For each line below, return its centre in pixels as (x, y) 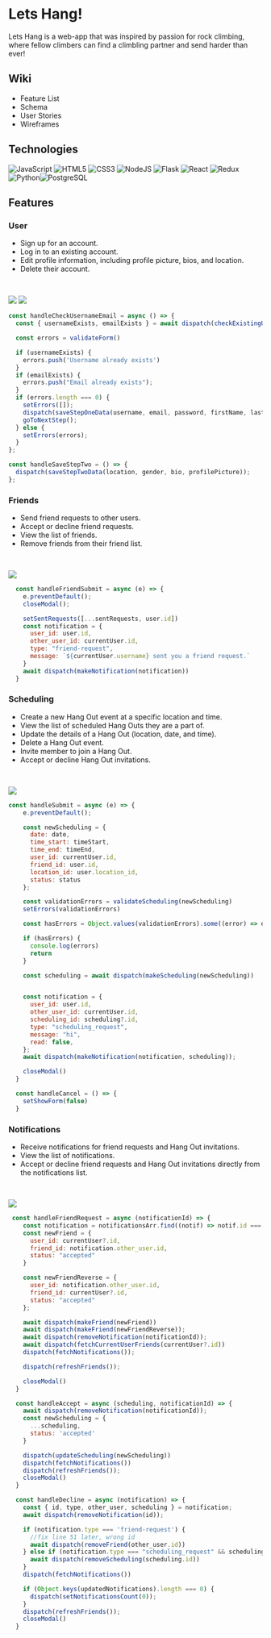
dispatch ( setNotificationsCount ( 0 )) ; (93, 1596)
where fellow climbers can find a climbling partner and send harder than (128, 44)
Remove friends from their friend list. (81, 544)
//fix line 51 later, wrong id (82, 1537)
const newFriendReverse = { (70, 1278)
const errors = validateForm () (68, 338)
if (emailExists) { (48, 375)
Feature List (40, 98)
